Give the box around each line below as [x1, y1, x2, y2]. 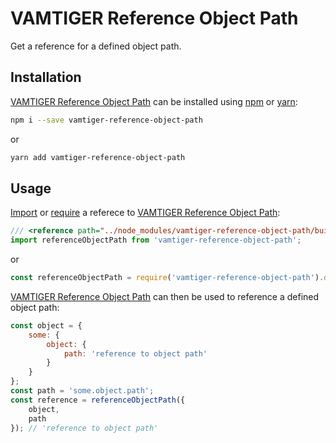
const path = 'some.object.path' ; [10, 386, 155, 396]
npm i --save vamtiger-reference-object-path [10, 115, 203, 125]
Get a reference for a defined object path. [10, 40, 182, 52]
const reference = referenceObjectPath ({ [10, 395, 186, 405]
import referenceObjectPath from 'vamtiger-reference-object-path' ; [10, 235, 302, 246]
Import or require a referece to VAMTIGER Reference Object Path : [10, 207, 281, 219]
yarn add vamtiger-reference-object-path [10, 152, 186, 162]
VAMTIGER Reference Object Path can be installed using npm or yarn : [10, 95, 298, 107]
